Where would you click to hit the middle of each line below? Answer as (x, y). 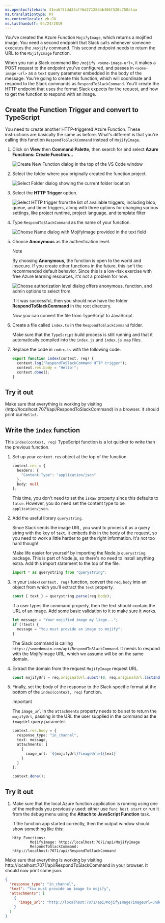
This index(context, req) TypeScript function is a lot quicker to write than (80, 442)
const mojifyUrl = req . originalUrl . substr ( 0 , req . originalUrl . (78, 677)
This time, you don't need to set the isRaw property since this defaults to (85, 498)
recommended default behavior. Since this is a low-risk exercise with (82, 271)
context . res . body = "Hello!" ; (48, 368)
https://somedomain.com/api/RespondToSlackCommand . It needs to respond (86, 648)
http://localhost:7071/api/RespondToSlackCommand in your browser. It (77, 865)
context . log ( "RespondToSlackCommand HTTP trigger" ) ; (72, 363)
